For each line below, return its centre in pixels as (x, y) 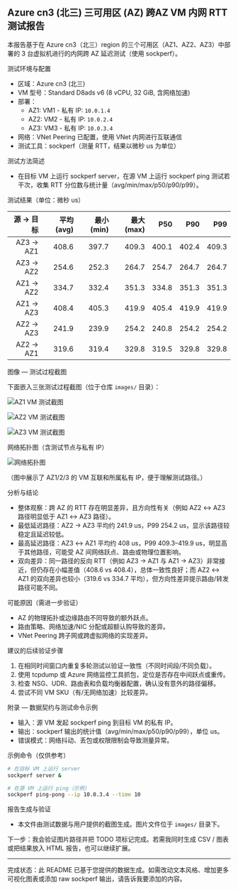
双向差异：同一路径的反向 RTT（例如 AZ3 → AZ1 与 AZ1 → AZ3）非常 (118, 560)
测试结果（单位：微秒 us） (46, 200)
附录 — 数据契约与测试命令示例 (52, 707)
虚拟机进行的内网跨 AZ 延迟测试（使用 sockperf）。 (107, 53)
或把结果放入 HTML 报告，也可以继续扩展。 (71, 848)
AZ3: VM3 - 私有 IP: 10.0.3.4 (70, 128)
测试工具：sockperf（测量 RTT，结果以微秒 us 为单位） (99, 146)
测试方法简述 (26, 161)
